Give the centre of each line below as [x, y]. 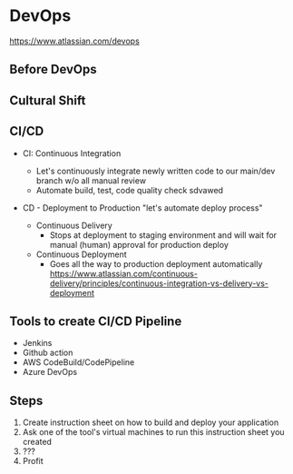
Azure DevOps [50, 372]
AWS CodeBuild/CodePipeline [78, 362]
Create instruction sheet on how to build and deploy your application [151, 422]
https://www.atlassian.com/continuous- [123, 273]
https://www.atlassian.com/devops [75, 41]
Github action [48, 353]
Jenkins [37, 343]
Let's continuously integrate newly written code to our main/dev [156, 171]
